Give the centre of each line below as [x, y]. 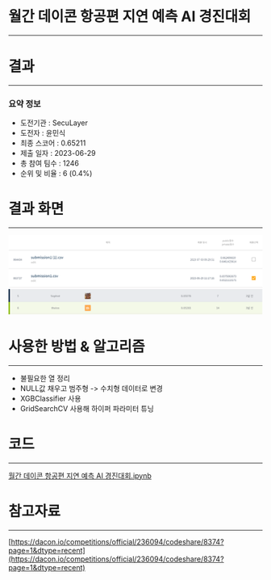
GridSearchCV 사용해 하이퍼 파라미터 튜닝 [87, 408]
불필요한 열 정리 [45, 378]
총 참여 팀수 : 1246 [49, 163]
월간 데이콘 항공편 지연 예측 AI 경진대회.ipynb [80, 475]
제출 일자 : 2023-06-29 [58, 153]
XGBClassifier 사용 [50, 398]
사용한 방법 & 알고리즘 [77, 346]
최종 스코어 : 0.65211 [53, 143]
